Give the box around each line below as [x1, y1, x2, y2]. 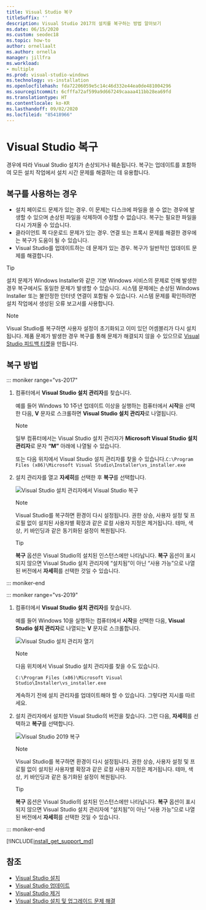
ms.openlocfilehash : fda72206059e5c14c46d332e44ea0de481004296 [6, 83, 172, 89]
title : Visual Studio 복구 [6, 9, 73, 15]
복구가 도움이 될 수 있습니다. [21, 237, 89, 244]
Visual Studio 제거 [15, 889, 60, 897]
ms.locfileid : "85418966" [6, 112, 72, 118]
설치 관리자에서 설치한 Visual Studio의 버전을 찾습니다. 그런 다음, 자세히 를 [15, 712, 193, 719]
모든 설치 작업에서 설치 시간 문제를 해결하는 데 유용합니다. [12, 169, 150, 176]
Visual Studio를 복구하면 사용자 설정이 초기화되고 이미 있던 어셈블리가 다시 [6, 325, 185, 332]
